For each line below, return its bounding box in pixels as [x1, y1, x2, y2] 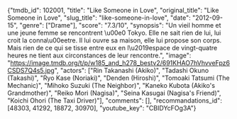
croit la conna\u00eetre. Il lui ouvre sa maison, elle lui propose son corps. [7, 36, 222, 45]
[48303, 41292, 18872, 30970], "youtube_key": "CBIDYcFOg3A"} [7, 104, 197, 112]
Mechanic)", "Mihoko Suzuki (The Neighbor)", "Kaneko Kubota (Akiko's [7, 81, 215, 89]
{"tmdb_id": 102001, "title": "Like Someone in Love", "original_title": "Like [7, 6, 219, 14]
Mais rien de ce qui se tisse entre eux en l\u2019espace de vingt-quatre [7, 44, 218, 52]
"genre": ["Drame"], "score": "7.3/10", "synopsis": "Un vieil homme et [19, 21, 221, 29]
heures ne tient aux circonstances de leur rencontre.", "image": [7, 51, 192, 59]
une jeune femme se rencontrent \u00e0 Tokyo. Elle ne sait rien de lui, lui [7, 28, 221, 37]
